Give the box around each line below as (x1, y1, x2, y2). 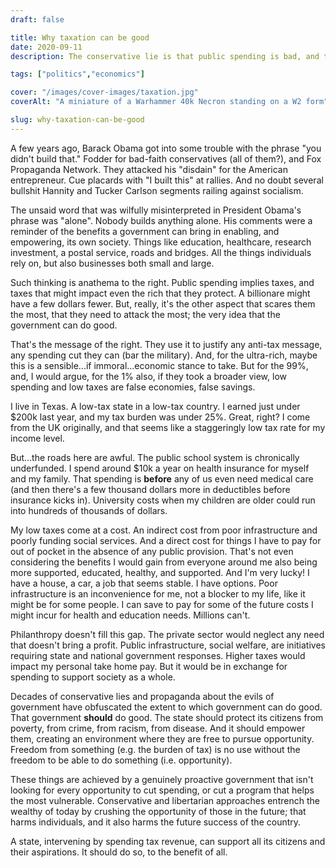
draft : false (10, 14, 65, 25)
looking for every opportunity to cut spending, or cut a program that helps (10, 784, 315, 796)
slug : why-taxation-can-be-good (10, 115, 145, 125)
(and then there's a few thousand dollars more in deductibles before (10, 483, 291, 495)
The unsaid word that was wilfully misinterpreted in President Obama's (10, 204, 302, 216)
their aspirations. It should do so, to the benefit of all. (10, 846, 228, 858)
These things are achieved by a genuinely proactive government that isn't (10, 773, 314, 785)
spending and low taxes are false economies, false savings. (10, 381, 256, 393)
